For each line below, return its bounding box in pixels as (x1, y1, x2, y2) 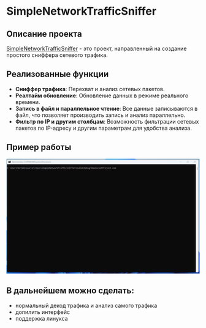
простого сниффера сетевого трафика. (6, 51, 109, 59)
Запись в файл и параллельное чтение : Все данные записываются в (15, 105, 198, 112)
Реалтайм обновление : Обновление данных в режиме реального (15, 92, 189, 99)
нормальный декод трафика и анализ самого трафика (15, 302, 158, 309)
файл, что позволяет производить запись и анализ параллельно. (15, 111, 186, 119)
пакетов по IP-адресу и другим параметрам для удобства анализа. (15, 124, 192, 132)
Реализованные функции (6, 69, 109, 80)
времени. (15, 98, 40, 105)
